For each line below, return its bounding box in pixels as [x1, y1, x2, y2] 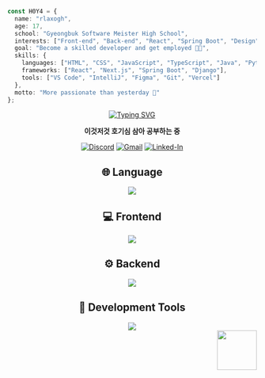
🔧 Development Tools [78, 301, 186, 315]
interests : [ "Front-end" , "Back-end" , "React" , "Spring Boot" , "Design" [14, 36, 259, 45]
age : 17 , [14, 22, 44, 30]
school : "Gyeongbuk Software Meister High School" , [14, 29, 189, 37]
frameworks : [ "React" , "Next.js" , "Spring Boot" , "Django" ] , [21, 67, 228, 74]
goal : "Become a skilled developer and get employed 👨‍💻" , [14, 44, 210, 52]
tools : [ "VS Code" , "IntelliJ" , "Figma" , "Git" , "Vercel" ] [21, 74, 221, 82]
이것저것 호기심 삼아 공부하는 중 [84, 127, 180, 136]
